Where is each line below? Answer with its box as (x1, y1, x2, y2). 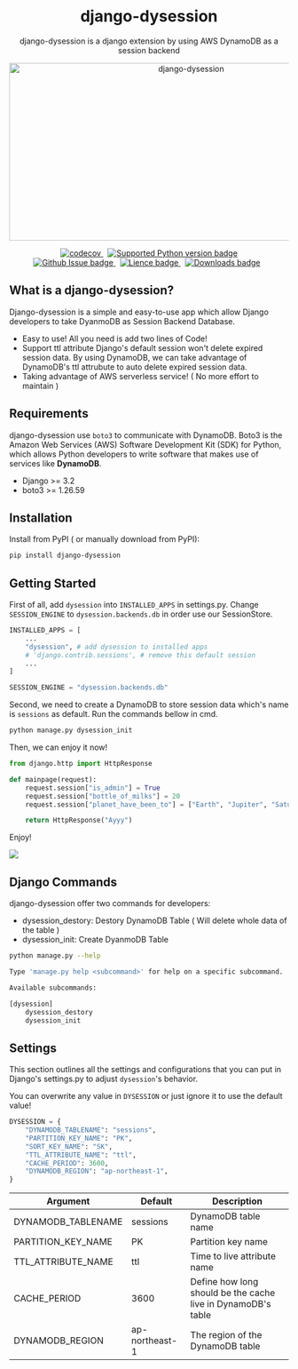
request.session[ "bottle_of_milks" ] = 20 (25, 792, 180, 800)
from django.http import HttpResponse (9, 760, 153, 768)
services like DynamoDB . (9, 458, 102, 468)
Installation (9, 510, 73, 525)
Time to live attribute (190, 1250, 277, 1262)
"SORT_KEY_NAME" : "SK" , (25, 1142, 114, 1151)
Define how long (190, 1276, 259, 1288)
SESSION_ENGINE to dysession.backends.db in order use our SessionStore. (9, 609, 273, 619)
